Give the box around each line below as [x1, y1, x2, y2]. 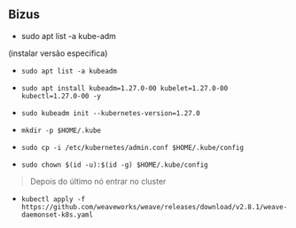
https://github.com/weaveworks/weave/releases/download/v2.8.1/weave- [20, 202, 288, 211]
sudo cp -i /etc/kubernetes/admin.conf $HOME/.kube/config [20, 143, 245, 152]
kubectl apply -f [20, 194, 86, 203]
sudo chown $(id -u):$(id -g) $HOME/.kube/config [20, 160, 209, 169]
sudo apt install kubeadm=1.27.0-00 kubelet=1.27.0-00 [20, 83, 229, 92]
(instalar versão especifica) [8, 48, 108, 59]
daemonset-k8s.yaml [20, 210, 94, 219]
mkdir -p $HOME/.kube [20, 126, 101, 135]
